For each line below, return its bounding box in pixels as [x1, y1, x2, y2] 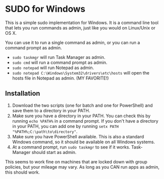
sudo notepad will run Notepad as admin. [12, 65, 94, 71]
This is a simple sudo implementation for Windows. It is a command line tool [5, 20, 159, 26]
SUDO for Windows [5, 3, 85, 15]
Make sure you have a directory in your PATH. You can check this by [12, 113, 151, 119]
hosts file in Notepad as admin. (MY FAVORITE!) [12, 75, 109, 81]
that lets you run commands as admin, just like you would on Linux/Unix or [5, 25, 156, 30]
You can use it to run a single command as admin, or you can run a [5, 39, 140, 45]
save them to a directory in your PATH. [12, 107, 90, 113]
